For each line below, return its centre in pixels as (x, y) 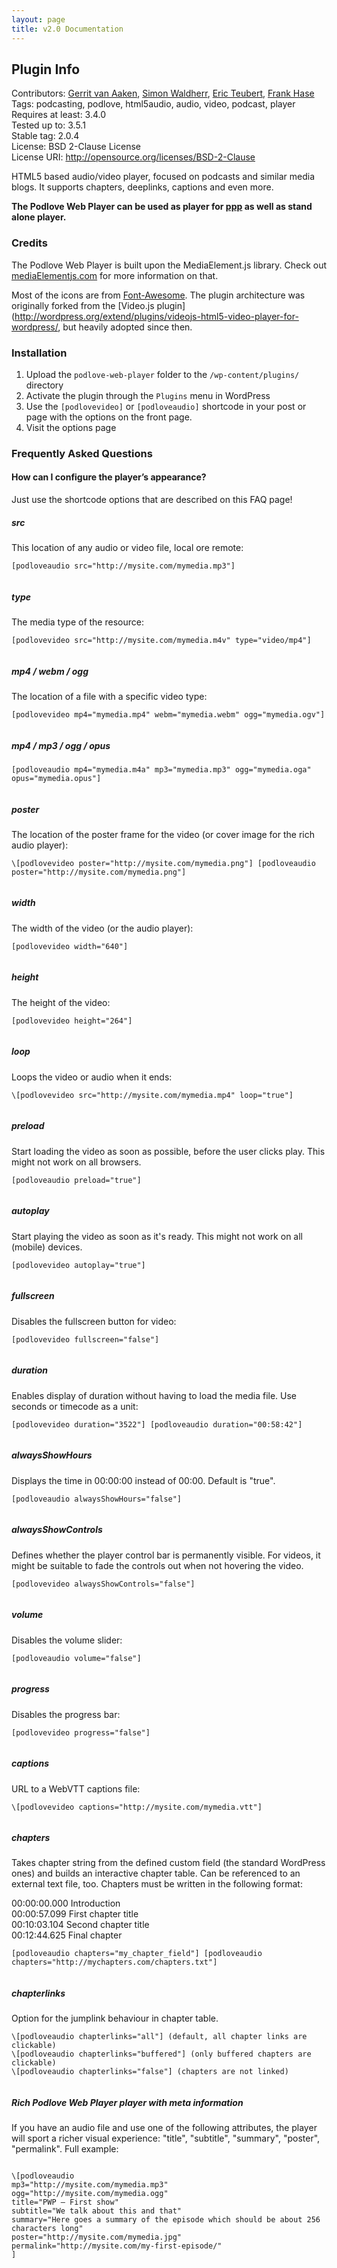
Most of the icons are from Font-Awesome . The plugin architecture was (158, 295)
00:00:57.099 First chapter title (75, 1914)
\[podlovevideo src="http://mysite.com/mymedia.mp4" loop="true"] (152, 1095)
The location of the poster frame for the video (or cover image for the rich (163, 834)
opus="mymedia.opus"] (56, 778)
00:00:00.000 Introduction (66, 1903)
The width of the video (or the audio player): (102, 928)
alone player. (39, 217)
